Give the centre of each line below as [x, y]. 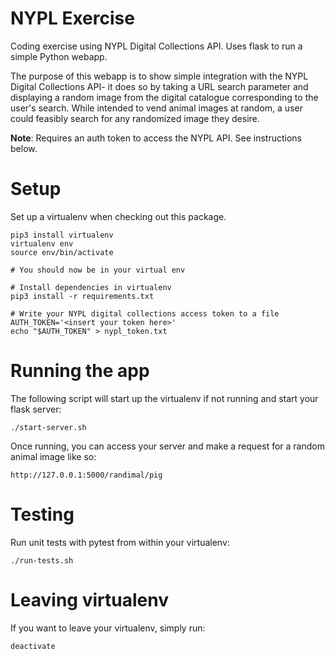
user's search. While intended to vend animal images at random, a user [156, 108]
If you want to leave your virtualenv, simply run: [108, 628]
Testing [42, 514]
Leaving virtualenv [89, 599]
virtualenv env [42, 243]
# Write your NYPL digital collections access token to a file [145, 313]
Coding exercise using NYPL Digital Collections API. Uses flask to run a [156, 46]
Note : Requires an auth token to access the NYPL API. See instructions [156, 138]
